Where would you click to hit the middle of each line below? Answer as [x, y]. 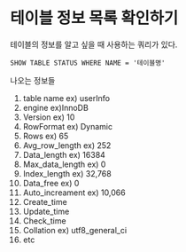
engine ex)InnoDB [56, 107]
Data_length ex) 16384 [64, 154]
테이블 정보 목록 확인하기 [94, 18]
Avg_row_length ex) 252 [67, 145]
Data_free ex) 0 [51, 183]
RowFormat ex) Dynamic [68, 126]
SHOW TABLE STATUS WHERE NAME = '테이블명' [88, 63]
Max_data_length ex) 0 [64, 164]
